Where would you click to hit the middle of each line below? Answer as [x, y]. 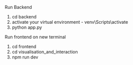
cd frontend [24, 46]
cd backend [24, 17]
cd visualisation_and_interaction [45, 52]
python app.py [27, 27]
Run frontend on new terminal [35, 37]
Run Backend [18, 7]
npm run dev [25, 57]
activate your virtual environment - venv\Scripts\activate [70, 22]
